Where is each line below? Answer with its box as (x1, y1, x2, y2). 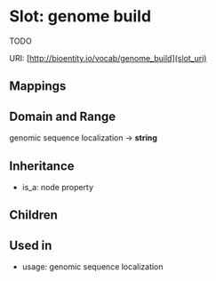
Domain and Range (9, 108, 116, 124)
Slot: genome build (9, 6, 152, 27)
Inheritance (9, 158, 75, 173)
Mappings (9, 78, 67, 94)
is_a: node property (21, 181, 94, 192)
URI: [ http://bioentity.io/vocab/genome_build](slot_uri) (9, 52, 207, 63)
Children (9, 207, 58, 223)
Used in (9, 237, 52, 253)
